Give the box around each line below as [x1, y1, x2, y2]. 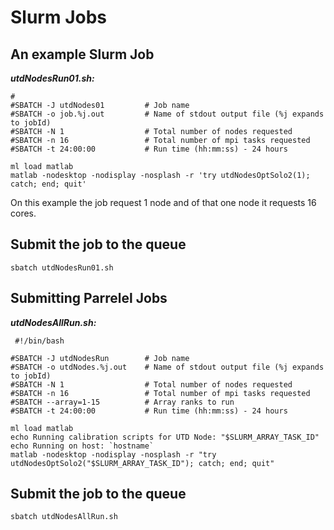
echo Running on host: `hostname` [10, 441, 155, 451]
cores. [10, 207, 37, 219]
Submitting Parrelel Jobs [10, 290, 168, 307]
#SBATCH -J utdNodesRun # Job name [10, 353, 190, 363]
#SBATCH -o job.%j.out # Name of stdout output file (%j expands [10, 109, 325, 119]
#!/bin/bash [14, 336, 65, 346]
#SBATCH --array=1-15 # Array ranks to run [10, 397, 235, 407]
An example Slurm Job [10, 46, 155, 63]
